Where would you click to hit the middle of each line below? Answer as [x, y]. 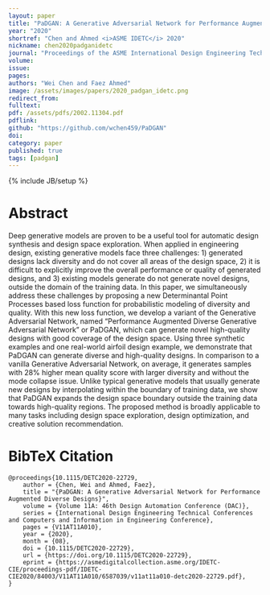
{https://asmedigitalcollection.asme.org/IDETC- [138, 563]
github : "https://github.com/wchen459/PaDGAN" [88, 128]
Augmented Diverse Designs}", [59, 499]
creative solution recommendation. [66, 424]
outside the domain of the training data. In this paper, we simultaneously [128, 287]
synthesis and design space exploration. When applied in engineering [124, 244]
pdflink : [23, 121]
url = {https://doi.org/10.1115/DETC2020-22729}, [108, 556]
